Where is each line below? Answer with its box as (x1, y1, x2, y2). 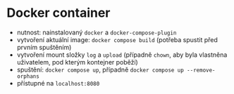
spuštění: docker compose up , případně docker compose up (16, 65, 184, 74)
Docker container (6, 5, 111, 21)
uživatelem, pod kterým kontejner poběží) (16, 58, 138, 66)
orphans (16, 72, 39, 80)
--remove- (187, 67, 216, 74)
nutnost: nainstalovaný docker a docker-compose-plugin (16, 28, 177, 36)
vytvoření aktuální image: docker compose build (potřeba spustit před (16, 35, 218, 43)
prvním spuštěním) (16, 43, 72, 51)
